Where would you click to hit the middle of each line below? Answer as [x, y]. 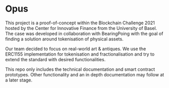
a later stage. [19, 80]
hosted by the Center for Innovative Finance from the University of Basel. [81, 28]
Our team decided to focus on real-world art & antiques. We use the [76, 49]
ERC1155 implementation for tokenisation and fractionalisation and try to [80, 54]
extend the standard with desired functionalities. [55, 59]
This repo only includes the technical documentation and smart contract [80, 69]
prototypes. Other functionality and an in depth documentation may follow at [85, 74]
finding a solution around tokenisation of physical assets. [64, 39]
